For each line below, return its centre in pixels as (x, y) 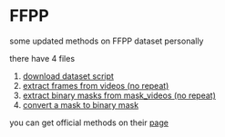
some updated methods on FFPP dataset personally (107, 41)
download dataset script (68, 76)
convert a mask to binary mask (81, 104)
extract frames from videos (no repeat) (96, 85)
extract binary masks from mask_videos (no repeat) (119, 95)
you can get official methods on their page (89, 122)
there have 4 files (42, 58)
